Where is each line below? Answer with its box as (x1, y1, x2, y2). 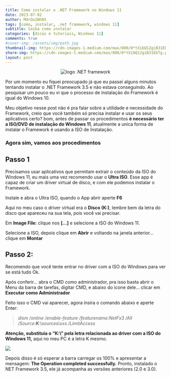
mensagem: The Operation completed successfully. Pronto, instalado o (5, 360, 157, 366)
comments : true (5, 36, 38, 41)
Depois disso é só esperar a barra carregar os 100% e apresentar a (5, 355, 147, 361)
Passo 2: (5, 250, 34, 259)
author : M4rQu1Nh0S (5, 17, 47, 22)
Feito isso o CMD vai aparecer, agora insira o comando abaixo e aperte (5, 299, 154, 306)
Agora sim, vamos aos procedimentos (5, 139, 101, 146)
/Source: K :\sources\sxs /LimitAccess (17, 320, 96, 326)
